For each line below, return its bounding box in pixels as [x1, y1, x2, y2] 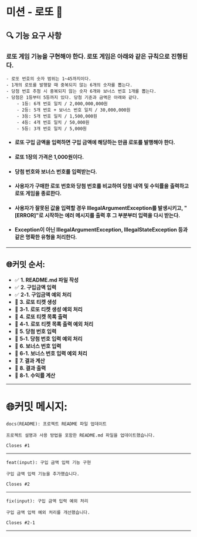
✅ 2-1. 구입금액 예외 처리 [14, 291, 72, 298]
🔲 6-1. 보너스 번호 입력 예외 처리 [14, 350, 88, 357]
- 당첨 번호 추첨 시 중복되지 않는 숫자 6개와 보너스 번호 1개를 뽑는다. [6, 88, 157, 94]
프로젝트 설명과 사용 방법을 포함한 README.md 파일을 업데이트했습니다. [6, 432, 155, 438]
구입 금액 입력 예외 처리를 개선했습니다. [6, 509, 90, 515]
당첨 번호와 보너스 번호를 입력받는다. [14, 168, 97, 175]
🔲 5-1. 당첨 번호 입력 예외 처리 [14, 335, 83, 342]
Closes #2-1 [6, 519, 35, 526]
